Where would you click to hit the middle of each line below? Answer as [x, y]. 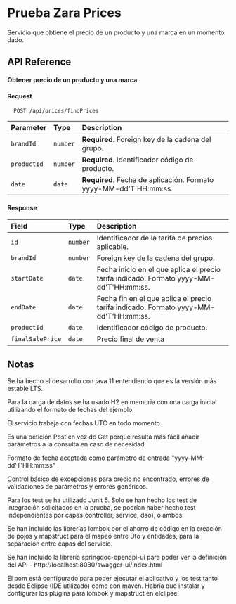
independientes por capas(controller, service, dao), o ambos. [96, 515]
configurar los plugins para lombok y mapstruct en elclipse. [93, 593]
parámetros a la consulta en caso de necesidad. [77, 444]
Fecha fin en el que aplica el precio [154, 299]
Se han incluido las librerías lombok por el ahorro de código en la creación [115, 529]
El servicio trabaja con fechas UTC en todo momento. [85, 423]
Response [22, 207]
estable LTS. [25, 389]
